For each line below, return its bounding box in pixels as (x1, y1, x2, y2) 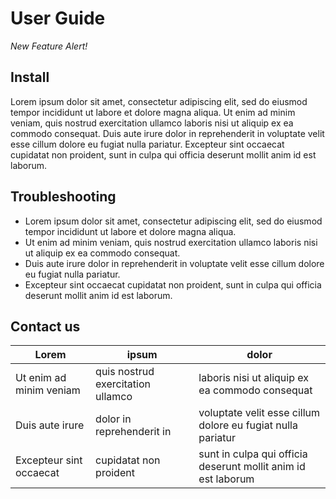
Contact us (10, 318, 81, 335)
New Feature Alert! (10, 40, 88, 52)
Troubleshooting (10, 188, 117, 206)
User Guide (10, 7, 106, 30)
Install (10, 69, 50, 86)
